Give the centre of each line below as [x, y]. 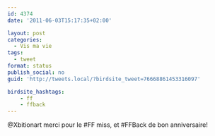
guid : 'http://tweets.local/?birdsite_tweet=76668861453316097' [104, 79]
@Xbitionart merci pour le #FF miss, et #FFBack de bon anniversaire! [108, 125]
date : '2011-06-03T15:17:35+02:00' [60, 20]
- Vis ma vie [33, 47]
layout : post [27, 33]
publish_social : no [36, 72]
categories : [25, 39]
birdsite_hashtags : [36, 92]
